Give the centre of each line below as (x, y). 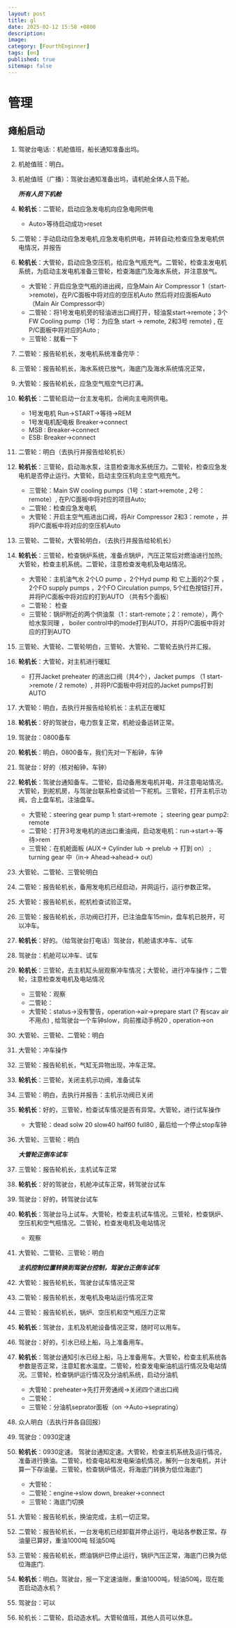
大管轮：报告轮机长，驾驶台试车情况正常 (76, 1282)
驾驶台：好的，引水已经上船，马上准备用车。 (83, 1342)
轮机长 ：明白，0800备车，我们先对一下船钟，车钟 (90, 752)
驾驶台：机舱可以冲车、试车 (58, 955)
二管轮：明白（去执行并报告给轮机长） (73, 452)
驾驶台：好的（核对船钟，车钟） (64, 767)
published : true (32, 60)
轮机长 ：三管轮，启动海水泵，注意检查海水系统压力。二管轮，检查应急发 (122, 467)
